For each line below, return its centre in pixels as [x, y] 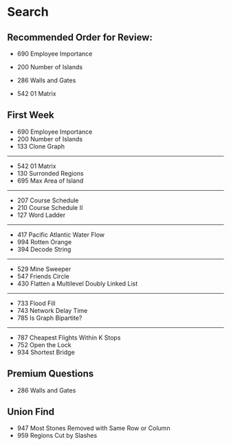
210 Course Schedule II [50, 207]
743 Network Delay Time [52, 310]
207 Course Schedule [48, 200]
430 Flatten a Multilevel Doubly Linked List [77, 283]
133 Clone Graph [41, 146]
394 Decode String [44, 249]
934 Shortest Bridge [46, 352]
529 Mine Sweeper [44, 269]
